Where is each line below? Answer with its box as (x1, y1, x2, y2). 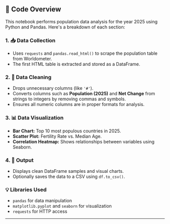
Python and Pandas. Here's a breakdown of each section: (5, 24, 125, 30)
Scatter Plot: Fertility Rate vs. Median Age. (12, 133, 102, 139)
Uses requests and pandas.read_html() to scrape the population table (12, 50, 158, 56)
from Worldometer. (12, 56, 52, 62)
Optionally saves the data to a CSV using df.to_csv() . (12, 173, 125, 179)
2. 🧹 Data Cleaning (5, 74, 52, 81)
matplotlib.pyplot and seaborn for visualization (12, 203, 112, 209)
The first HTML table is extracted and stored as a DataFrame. (12, 61, 141, 67)
